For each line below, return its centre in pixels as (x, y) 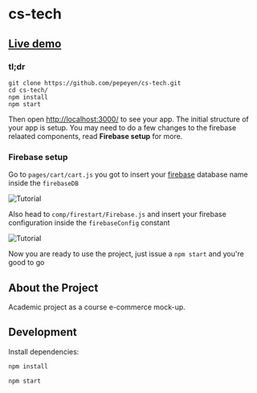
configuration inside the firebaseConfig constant (89, 223)
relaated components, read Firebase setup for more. (96, 136)
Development (43, 332)
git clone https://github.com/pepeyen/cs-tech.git (95, 83)
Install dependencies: (44, 351)
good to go (27, 263)
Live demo (35, 44)
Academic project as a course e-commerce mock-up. (97, 307)
